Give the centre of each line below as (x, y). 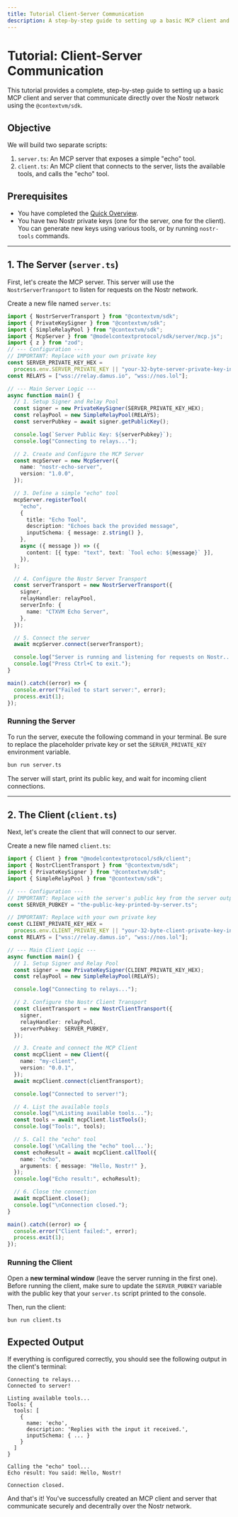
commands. (52, 236)
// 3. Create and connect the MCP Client (76, 1048)
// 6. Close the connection (55, 1192)
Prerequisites (38, 196)
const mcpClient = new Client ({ (62, 1055)
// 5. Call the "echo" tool (55, 1140)
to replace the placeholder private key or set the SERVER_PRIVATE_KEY (107, 744)
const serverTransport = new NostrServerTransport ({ (93, 585)
